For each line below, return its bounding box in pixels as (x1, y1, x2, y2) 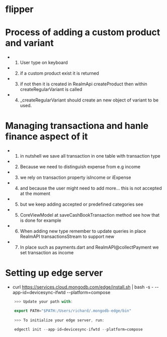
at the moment (20, 190, 50, 197)
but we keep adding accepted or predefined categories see (20, 201, 143, 208)
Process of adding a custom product (5, 27, 160, 38)
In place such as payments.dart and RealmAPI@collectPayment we (20, 244, 159, 251)
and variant (5, 37, 54, 49)
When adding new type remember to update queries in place (20, 228, 146, 234)
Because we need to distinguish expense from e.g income (20, 164, 141, 170)
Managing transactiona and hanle (5, 120, 149, 132)
